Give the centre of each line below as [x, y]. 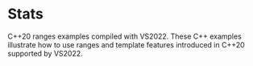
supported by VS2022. [46, 53]
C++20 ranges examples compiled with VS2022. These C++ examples [125, 36]
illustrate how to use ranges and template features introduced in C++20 [126, 44]
